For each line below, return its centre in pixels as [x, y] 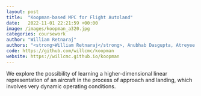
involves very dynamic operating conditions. [61, 86]
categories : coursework [36, 34]
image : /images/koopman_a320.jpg [48, 28]
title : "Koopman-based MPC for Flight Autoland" [70, 17]
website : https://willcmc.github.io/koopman [63, 56]
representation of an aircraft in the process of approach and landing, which [99, 80]
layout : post [23, 12]
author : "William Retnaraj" [42, 40]
